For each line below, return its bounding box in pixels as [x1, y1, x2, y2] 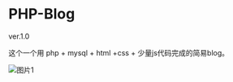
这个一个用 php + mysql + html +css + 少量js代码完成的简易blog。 [8, 47, 230, 57]
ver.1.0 [8, 31, 30, 41]
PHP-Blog [8, 5, 76, 23]
